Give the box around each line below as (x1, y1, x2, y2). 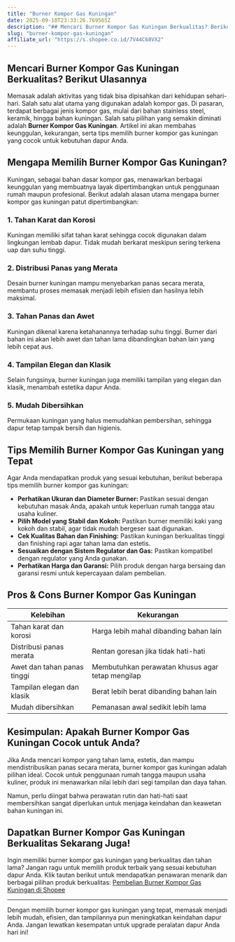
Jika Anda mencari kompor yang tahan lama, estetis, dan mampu (7, 755, 194, 764)
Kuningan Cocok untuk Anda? (7, 737, 141, 749)
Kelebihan (30, 610, 65, 619)
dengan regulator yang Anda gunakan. (17, 554, 129, 563)
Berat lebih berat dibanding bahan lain (92, 687, 217, 696)
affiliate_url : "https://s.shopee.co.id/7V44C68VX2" (7, 36, 164, 43)
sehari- (206, 92, 227, 100)
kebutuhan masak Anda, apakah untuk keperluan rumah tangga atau (17, 502, 215, 511)
